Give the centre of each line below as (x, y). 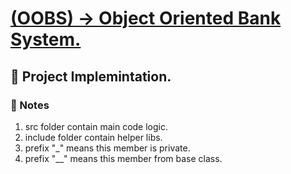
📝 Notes (30, 105)
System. (46, 39)
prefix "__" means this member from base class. (123, 158)
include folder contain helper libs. (93, 137)
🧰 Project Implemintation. (91, 76)
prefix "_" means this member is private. (107, 148)
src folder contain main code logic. (96, 126)
